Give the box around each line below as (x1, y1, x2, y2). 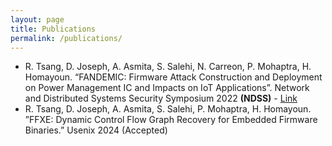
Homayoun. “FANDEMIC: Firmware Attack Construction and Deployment (24, 71, 323, 83)
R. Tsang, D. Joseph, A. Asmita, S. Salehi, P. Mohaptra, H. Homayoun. (24, 103, 312, 115)
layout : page (10, 14, 65, 25)
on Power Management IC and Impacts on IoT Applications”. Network (24, 82, 310, 94)
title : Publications (10, 24, 97, 34)
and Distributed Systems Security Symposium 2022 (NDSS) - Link (24, 92, 298, 105)
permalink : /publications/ (10, 33, 123, 43)
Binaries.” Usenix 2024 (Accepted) (24, 124, 168, 136)
